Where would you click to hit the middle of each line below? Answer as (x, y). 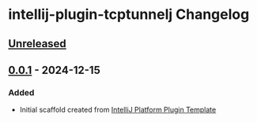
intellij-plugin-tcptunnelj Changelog (129, 15)
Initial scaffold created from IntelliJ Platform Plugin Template (118, 110)
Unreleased (38, 44)
